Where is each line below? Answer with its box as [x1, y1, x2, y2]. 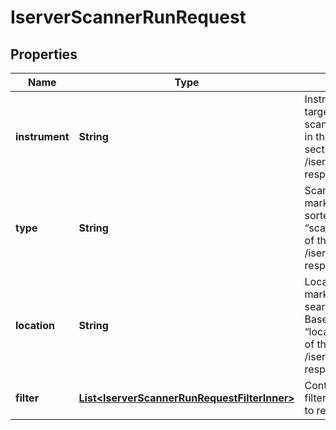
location [15, 319, 55, 332]
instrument [15, 130, 70, 143]
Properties [10, 46, 78, 63]
